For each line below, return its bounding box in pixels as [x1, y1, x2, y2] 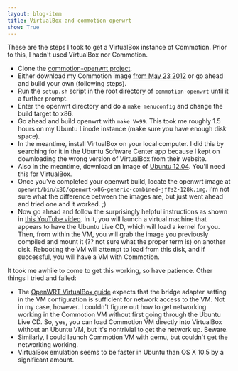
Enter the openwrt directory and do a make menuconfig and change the [17, 102, 223, 111]
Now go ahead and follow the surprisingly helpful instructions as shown [17, 207, 228, 216]
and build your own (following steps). [17, 79, 126, 88]
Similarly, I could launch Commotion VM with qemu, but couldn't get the [17, 333, 229, 341]
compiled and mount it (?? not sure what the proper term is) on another [17, 238, 226, 246]
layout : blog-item [7, 10, 62, 18]
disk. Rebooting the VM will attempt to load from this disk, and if [17, 245, 205, 254]
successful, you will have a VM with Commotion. [17, 253, 160, 261]
